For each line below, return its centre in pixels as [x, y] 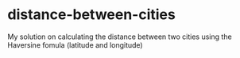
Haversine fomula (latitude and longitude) [75, 44]
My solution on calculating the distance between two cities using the [120, 37]
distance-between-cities [91, 15]
